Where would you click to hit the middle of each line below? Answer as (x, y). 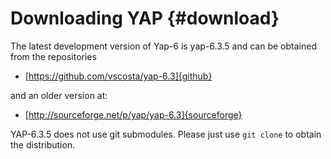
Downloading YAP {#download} (145, 18)
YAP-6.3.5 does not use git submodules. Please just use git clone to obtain (166, 134)
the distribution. (43, 144)
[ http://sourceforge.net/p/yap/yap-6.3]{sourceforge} (133, 114)
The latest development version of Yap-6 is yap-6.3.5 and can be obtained (163, 46)
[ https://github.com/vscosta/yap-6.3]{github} (118, 76)
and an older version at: (59, 95)
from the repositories (53, 56)
